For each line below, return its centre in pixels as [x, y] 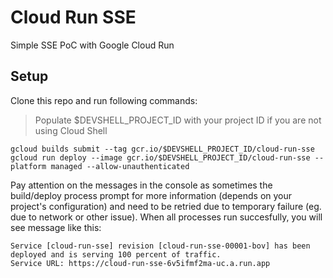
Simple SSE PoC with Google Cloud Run [92, 45]
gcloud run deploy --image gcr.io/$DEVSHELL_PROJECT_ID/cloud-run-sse [160, 157]
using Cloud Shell [71, 130]
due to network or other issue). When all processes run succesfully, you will [166, 217]
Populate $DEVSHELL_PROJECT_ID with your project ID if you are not [178, 120]
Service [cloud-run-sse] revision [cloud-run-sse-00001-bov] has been [160, 246]
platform [28, 166]
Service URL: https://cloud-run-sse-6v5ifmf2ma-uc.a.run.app [140, 263]
